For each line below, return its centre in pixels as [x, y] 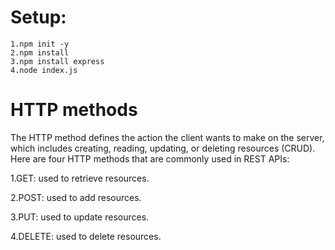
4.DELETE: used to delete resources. [86, 236]
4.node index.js [44, 70]
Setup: [38, 17]
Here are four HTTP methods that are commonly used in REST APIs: [150, 158]
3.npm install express [57, 61]
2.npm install [40, 52]
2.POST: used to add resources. [76, 197]
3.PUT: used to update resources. [80, 217]
